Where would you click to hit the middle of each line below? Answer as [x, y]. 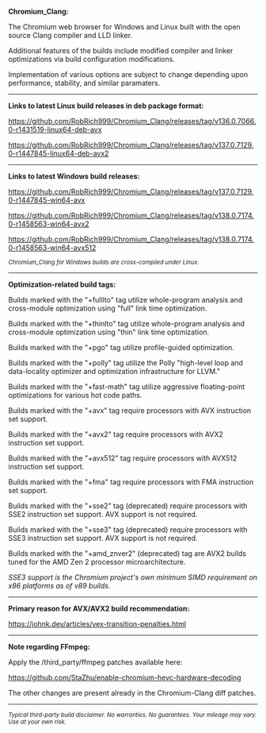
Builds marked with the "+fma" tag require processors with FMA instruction [131, 482]
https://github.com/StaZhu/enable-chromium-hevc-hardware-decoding [125, 677]
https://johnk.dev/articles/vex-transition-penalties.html [97, 624]
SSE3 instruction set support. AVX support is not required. [103, 538]
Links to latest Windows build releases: [74, 176]
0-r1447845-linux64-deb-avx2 [59, 153]
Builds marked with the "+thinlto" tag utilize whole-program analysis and [127, 324]
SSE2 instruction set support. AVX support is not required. [103, 514]
